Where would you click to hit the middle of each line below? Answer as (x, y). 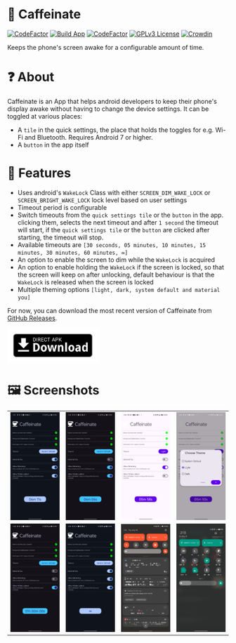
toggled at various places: (45, 116)
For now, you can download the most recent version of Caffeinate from (110, 310)
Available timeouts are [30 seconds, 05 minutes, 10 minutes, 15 (111, 244)
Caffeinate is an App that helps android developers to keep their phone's (112, 101)
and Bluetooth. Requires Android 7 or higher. (88, 137)
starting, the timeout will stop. (60, 237)
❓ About (31, 77)
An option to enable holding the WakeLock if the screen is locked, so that (121, 267)
